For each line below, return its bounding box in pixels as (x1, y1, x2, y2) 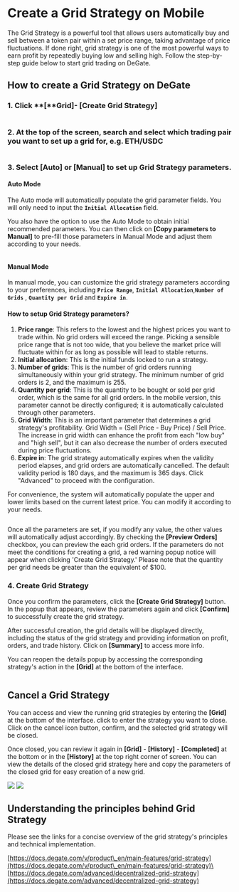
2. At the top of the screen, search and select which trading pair (7, 127, 232, 137)
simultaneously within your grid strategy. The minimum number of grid (17, 371, 224, 379)
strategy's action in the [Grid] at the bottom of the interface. (7, 662, 184, 671)
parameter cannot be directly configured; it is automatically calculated (17, 400, 224, 410)
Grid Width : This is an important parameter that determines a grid (17, 416, 211, 425)
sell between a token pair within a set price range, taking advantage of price (7, 36, 230, 44)
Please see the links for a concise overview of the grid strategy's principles (7, 832, 228, 841)
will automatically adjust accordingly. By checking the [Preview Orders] (7, 533, 218, 541)
